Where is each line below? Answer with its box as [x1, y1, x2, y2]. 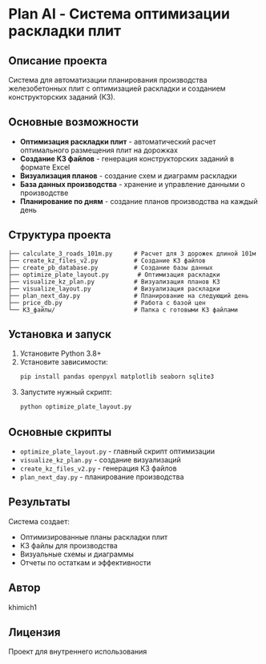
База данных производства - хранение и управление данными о [19, 179, 246, 189]
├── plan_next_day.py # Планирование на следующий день [8, 291, 249, 299]
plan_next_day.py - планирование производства [19, 472, 184, 482]
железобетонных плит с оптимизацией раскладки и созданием [8, 84, 226, 93]
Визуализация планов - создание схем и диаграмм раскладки [19, 170, 238, 181]
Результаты [8, 495, 71, 509]
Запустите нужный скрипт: [19, 387, 112, 397]
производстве [19, 188, 69, 198]
